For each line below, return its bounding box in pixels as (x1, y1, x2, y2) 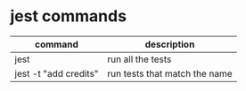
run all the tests (107, 53, 172, 65)
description (144, 38, 195, 50)
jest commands (10, 6, 127, 27)
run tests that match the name (107, 67, 233, 80)
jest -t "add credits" (14, 67, 99, 80)
